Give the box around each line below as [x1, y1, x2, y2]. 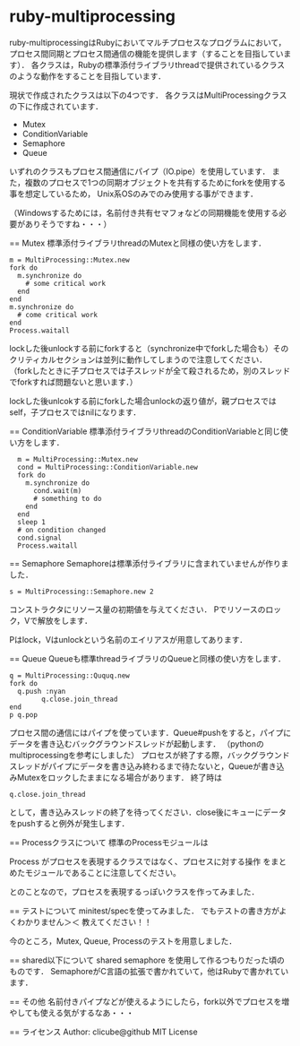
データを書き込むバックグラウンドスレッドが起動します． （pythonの [9, 738, 264, 749]
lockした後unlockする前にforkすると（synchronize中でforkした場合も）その [9, 342, 289, 353]
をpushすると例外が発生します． [9, 817, 130, 828]
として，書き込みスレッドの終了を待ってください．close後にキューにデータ [9, 807, 287, 817]
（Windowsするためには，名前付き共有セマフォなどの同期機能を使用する [9, 207, 279, 218]
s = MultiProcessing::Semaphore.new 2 [9, 587, 154, 596]
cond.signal [17, 533, 63, 542]
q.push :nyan [17, 687, 66, 696]
